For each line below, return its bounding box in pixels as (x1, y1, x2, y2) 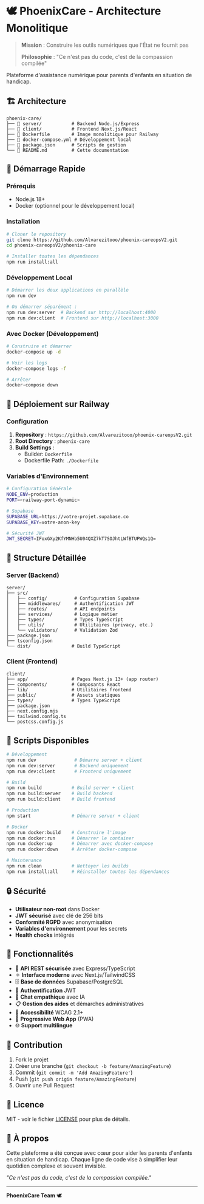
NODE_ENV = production (6, 491, 59, 498)
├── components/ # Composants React (6, 682, 121, 688)
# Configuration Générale (6, 486, 72, 492)
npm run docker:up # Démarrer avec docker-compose (6, 841, 154, 847)
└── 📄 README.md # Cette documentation (6, 147, 129, 153)
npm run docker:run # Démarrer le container (6, 835, 135, 841)
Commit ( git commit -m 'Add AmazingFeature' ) (15, 1069, 133, 1076)
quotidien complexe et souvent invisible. (6, 1162, 107, 1169)
